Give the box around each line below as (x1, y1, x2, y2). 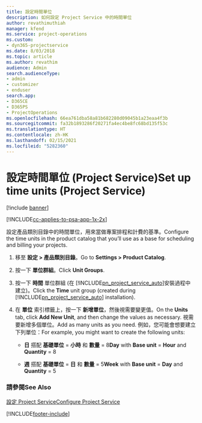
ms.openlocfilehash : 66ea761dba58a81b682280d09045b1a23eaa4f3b (6, 115, 168, 121)
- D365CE (6, 98, 28, 104)
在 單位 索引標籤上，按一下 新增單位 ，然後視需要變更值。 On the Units (14, 306, 188, 313)
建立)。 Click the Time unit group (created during (14, 286, 136, 294)
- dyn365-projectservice (6, 43, 69, 49)
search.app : (6, 93, 36, 99)
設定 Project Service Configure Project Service (6, 398, 120, 405)
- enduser (6, 87, 31, 93)
